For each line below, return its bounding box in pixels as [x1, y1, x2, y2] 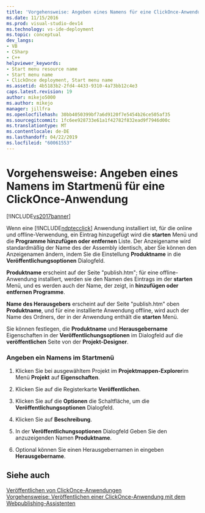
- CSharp [6, 49, 29, 55]
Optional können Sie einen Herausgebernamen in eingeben [15, 446, 164, 453]
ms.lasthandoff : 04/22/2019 [6, 134, 78, 141]
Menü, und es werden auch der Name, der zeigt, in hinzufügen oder [6, 282, 179, 289]
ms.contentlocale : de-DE [6, 129, 70, 135]
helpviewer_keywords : [6, 60, 62, 66]
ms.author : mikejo [6, 100, 53, 106]
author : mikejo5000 [6, 94, 56, 100]
